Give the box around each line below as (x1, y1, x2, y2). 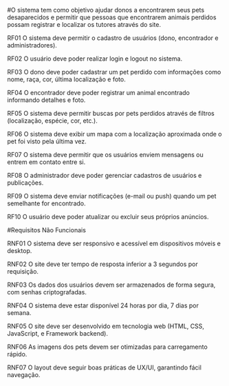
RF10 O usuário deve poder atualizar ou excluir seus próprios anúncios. (7, 213, 209, 221)
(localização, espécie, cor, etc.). (7, 116, 98, 125)
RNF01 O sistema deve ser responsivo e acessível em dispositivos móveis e (7, 239, 221, 247)
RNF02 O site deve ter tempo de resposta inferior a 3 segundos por (7, 260, 198, 268)
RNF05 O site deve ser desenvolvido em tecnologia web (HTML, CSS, (7, 322, 205, 330)
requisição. (7, 267, 39, 275)
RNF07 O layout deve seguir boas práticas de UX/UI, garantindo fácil (7, 363, 201, 372)
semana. (7, 309, 32, 316)
